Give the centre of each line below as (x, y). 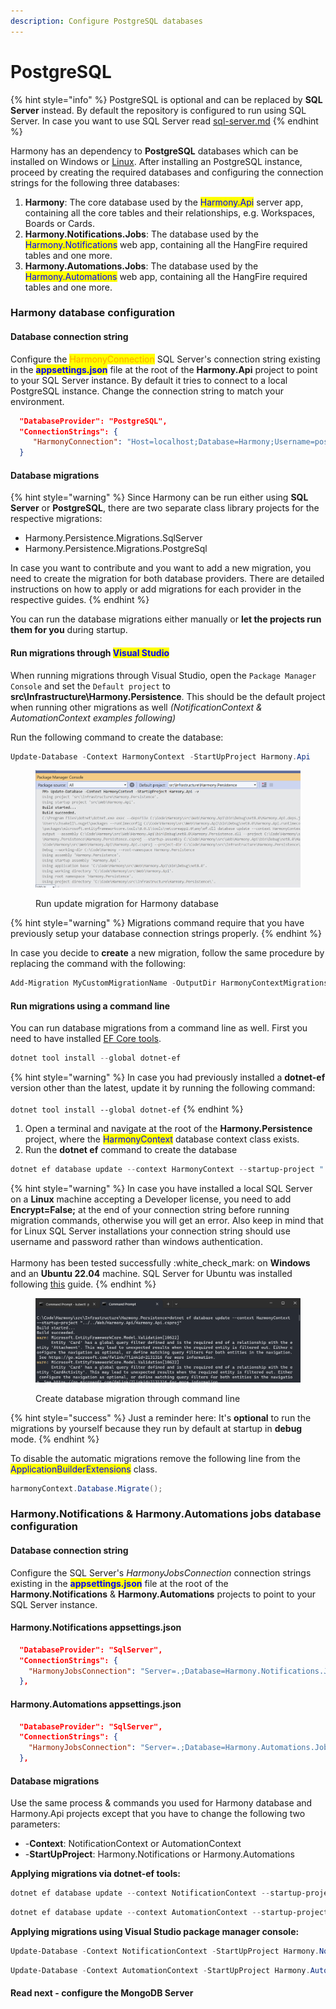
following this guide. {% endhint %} (83, 1284)
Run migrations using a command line (90, 1006)
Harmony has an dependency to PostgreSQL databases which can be (154, 151)
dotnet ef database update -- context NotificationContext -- (140, 1893)
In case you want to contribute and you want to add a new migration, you (161, 568)
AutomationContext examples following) (93, 717)
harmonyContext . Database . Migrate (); (86, 1488)
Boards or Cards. (60, 223)
